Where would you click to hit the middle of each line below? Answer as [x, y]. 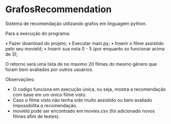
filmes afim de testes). [36, 116]
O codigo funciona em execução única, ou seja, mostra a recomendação [89, 89]
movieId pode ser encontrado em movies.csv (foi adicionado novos [84, 111]
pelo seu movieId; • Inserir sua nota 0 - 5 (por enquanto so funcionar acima [85, 48]
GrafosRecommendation [58, 9]
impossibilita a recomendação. [45, 105]
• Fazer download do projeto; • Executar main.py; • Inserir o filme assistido [84, 43]
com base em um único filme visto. [50, 94]
